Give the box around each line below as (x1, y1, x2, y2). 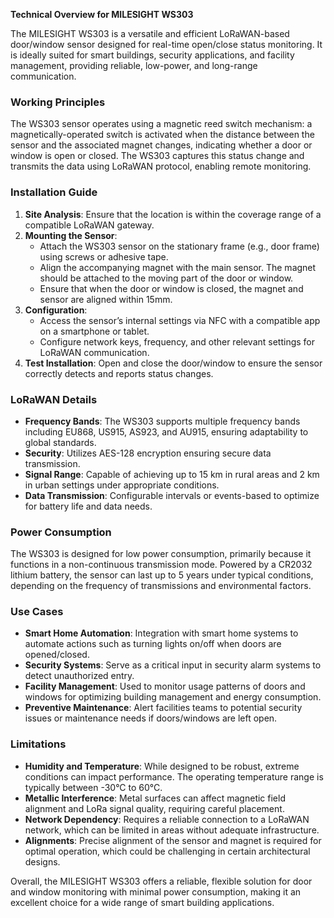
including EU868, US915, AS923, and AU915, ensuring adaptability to (24, 425, 309, 438)
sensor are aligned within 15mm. (39, 293, 173, 305)
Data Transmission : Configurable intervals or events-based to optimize (24, 489, 320, 501)
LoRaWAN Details (10, 392, 98, 406)
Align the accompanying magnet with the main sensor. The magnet (39, 261, 317, 273)
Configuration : (24, 304, 88, 316)
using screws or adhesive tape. (39, 250, 169, 263)
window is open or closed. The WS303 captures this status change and (10, 150, 305, 162)
